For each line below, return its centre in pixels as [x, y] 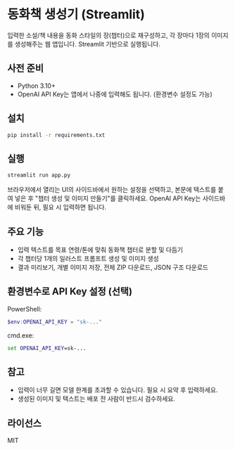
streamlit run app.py [39, 175]
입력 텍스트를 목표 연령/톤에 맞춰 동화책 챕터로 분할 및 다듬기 [100, 250]
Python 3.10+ [37, 86]
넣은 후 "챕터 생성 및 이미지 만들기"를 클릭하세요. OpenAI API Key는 [108, 198]
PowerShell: [25, 309]
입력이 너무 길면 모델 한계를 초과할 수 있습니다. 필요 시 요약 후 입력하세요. [118, 390]
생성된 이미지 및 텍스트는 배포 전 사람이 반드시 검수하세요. [96, 399]
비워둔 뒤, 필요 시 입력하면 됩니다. [61, 207]
